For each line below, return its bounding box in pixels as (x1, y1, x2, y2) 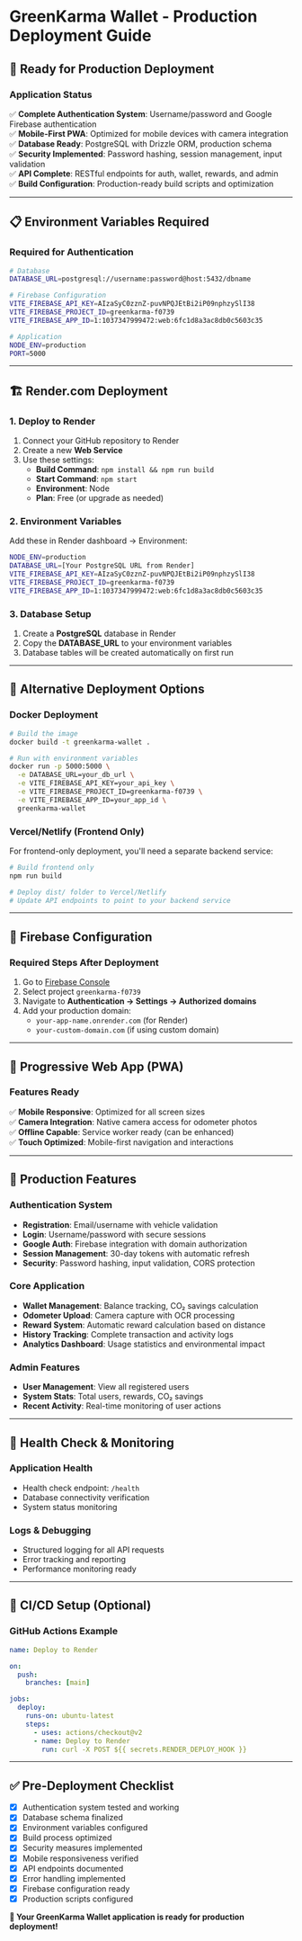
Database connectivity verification (22, 1491, 150, 1503)
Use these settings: (22, 454, 94, 465)
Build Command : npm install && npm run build (35, 464, 214, 475)
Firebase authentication (9, 119, 97, 130)
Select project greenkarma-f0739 (22, 987, 141, 997)
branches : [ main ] (25, 1678, 91, 1687)
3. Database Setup (9, 607, 92, 620)
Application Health (9, 1462, 93, 1474)
